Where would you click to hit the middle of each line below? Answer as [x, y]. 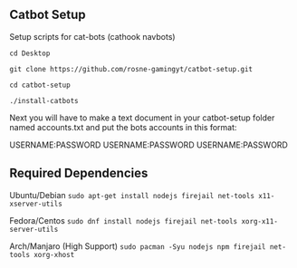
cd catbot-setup [40, 85]
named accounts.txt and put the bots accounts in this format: [123, 127]
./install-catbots [44, 100]
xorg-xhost [54, 254]
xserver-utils [36, 204]
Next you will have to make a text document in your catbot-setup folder [142, 118]
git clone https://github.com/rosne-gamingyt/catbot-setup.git [131, 69]
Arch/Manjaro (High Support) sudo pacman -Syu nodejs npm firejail [138, 246]
